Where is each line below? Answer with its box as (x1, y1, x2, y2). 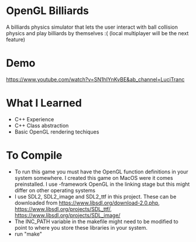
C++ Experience (14, 115, 54, 122)
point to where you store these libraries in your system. (14, 224, 148, 231)
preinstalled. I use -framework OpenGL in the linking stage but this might (14, 180, 190, 188)
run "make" (14, 230, 43, 237)
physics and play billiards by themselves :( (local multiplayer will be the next (6, 29, 189, 36)
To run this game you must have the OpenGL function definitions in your (14, 168, 188, 175)
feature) (6, 36, 25, 43)
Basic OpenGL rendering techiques (14, 128, 99, 135)
